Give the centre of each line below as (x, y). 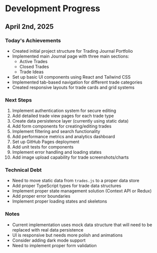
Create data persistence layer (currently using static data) (70, 121)
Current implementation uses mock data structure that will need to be (82, 225)
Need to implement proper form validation (54, 245)
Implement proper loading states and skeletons (60, 201)
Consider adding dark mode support (49, 240)
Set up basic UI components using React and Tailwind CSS (71, 77)
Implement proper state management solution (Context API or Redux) (82, 191)
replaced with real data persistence (48, 230)
